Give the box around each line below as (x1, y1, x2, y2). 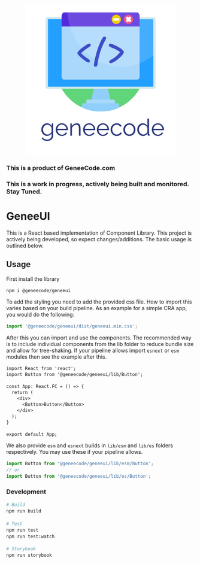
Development (6, 487, 47, 496)
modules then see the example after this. (6, 353, 107, 360)
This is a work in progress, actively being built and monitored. (6, 180, 190, 188)
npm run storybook (6, 553, 52, 559)
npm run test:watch (6, 533, 55, 539)
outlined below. (6, 242, 44, 249)
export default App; (6, 432, 58, 438)
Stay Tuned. (6, 187, 43, 196)
